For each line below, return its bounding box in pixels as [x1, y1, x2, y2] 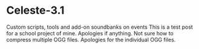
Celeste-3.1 [6, 4, 65, 17]
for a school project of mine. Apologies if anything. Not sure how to [6, 29, 174, 36]
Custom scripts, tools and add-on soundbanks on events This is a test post [6, 23, 194, 30]
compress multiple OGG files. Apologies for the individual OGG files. [6, 36, 176, 43]
